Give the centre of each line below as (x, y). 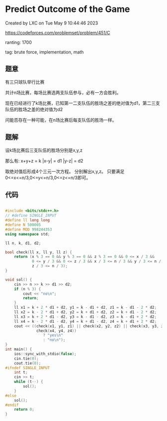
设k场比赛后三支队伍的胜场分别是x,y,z (44, 150)
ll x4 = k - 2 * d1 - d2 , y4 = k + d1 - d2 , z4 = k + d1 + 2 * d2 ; (85, 321)
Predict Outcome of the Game (68, 9)
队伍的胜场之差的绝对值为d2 (34, 109)
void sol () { (19, 280)
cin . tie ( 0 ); (26, 358)
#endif (12, 405)
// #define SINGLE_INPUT (31, 215)
